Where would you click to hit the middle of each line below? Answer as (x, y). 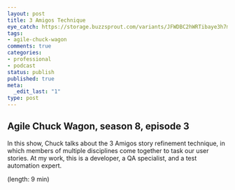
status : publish (31, 72)
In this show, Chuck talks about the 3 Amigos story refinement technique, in (116, 143)
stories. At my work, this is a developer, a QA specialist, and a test (102, 158)
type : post (23, 98)
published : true (31, 79)
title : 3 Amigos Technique (47, 20)
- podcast (22, 66)
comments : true (29, 46)
